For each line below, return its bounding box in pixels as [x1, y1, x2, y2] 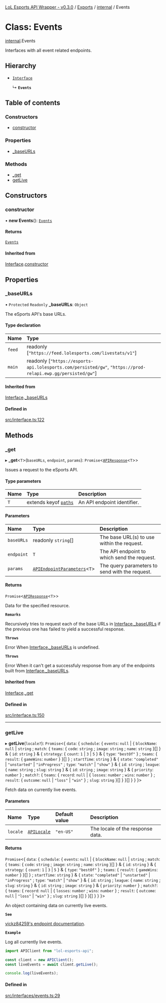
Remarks [5, 612, 21, 617]
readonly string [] [33, 537, 74, 543]
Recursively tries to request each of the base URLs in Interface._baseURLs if [5, 621, 161, 627]
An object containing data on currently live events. [5, 902, 108, 908]
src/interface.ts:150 [5, 712, 44, 718]
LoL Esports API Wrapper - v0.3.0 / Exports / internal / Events [5, 4, 130, 10]
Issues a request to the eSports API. [5, 467, 78, 473]
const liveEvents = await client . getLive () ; [5, 962, 98, 967]
